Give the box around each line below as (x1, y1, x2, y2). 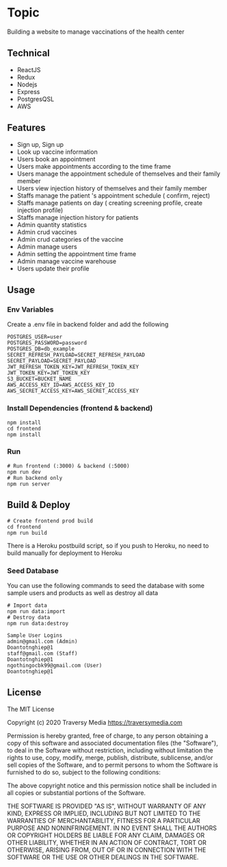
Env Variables (7, 304, 54, 314)
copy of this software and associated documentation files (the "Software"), (7, 739, 219, 747)
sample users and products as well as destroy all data (7, 588, 159, 597)
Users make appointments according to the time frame (16, 162, 171, 170)
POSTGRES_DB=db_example (7, 345, 75, 353)
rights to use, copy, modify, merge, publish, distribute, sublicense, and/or (7, 753, 213, 761)
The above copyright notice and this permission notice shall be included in (7, 781, 217, 789)
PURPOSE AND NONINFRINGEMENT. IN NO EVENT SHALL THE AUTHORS (7, 824, 217, 832)
